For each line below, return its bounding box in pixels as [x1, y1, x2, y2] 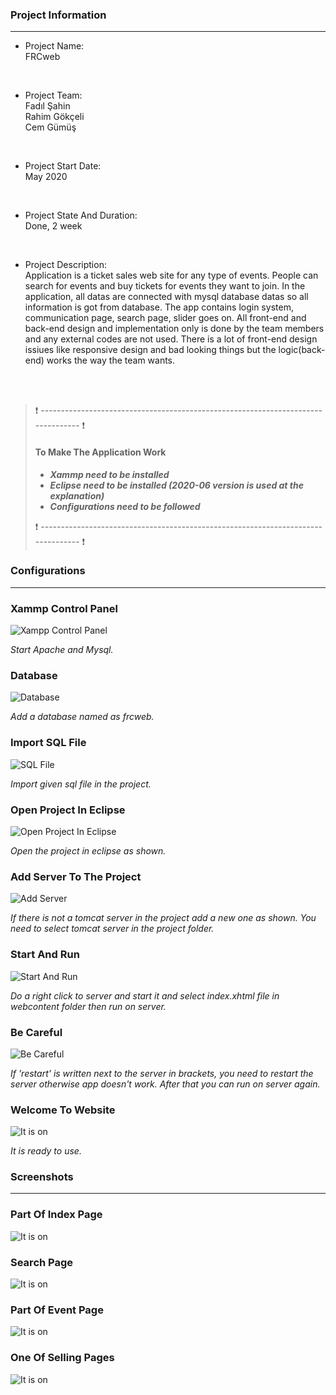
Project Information [10, 8, 107, 22]
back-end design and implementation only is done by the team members [24, 323, 325, 335]
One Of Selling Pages [10, 1351, 115, 1365]
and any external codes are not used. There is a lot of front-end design [24, 333, 318, 345]
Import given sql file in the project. [10, 778, 152, 790]
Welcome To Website [10, 1103, 116, 1117]
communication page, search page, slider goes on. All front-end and [24, 312, 307, 324]
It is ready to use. [10, 1145, 82, 1157]
